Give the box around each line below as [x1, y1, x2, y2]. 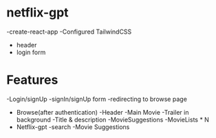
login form [16, 48, 46, 56]
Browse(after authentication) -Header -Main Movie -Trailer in [16, 108, 189, 116]
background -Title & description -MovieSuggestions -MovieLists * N [16, 115, 209, 124]
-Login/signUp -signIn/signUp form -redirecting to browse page [6, 95, 187, 103]
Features [6, 72, 58, 88]
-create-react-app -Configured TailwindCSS [6, 27, 132, 36]
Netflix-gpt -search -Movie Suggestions [16, 122, 130, 131]
